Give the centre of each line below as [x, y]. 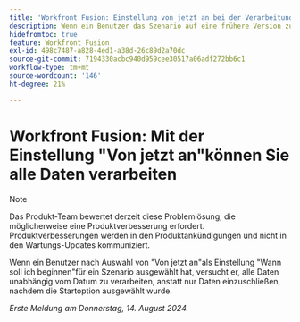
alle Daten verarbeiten [93, 174]
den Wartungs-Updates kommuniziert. [79, 245]
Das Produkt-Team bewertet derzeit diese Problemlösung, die [123, 216]
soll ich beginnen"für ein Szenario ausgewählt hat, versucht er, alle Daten [144, 271]
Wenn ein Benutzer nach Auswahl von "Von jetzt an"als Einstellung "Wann [146, 262]
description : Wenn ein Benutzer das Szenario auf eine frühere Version [145, 26]
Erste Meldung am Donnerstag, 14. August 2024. [99, 308]
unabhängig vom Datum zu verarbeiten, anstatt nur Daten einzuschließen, [145, 281]
